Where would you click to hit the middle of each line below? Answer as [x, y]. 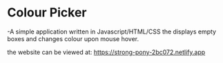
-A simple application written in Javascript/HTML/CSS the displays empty [111, 32]
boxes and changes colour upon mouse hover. [73, 38]
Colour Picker [47, 13]
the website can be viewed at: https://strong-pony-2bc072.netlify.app [106, 52]
